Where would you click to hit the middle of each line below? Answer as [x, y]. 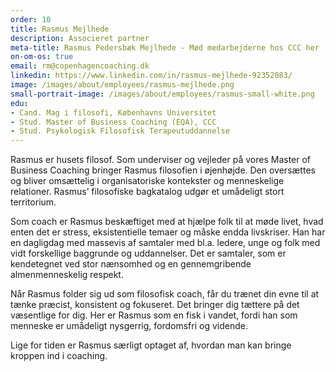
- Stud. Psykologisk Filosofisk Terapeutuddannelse [120, 131]
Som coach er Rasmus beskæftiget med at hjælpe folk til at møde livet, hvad [167, 222]
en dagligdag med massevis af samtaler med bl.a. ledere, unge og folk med [165, 243]
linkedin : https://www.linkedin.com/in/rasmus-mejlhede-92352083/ [151, 76]
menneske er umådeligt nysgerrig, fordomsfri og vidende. [129, 326]
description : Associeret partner [80, 38]
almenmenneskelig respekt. [67, 275]
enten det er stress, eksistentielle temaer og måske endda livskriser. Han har [168, 232]
